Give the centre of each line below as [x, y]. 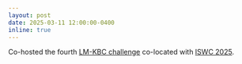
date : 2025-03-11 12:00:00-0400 [61, 23]
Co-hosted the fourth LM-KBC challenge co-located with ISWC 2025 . [121, 52]
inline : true [30, 30]
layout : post [30, 15]
